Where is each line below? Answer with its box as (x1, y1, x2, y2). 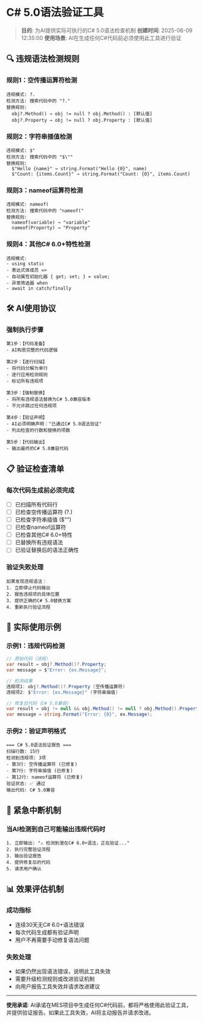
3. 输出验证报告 (6, 853, 42, 859)
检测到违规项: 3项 (6, 755, 47, 761)
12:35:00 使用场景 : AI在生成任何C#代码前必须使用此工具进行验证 (21, 34, 182, 41)
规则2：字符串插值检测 (6, 132, 72, 141)
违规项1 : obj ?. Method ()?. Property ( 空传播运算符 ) (6, 683, 126, 689)
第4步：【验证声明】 (6, 414, 48, 421)
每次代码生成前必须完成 (6, 486, 74, 494)
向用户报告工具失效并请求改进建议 (14, 983, 100, 990)
